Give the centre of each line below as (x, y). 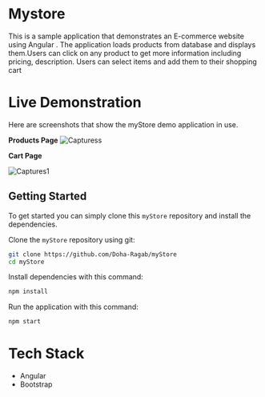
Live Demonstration (75, 103)
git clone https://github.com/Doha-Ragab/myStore (93, 254)
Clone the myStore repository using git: (72, 239)
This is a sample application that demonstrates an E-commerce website (126, 36)
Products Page (33, 140)
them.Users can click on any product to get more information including (125, 53)
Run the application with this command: (73, 307)
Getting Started (48, 196)
